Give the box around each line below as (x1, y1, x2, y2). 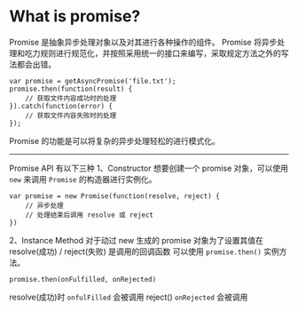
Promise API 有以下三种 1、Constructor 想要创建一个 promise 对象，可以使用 (9, 163, 288, 173)
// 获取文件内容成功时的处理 (25, 93, 117, 103)
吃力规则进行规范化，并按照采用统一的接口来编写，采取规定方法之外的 (24, 47, 281, 59)
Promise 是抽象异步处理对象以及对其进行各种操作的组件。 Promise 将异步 (9, 36, 278, 47)
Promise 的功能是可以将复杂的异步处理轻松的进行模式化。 (9, 135, 220, 146)
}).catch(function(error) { (9, 101, 114, 110)
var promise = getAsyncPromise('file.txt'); (9, 76, 176, 85)
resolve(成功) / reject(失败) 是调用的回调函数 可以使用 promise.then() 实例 (9, 246, 279, 257)
